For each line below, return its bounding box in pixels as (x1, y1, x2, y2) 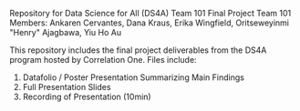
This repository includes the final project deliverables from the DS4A (9, 45, 267, 55)
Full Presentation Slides (22, 82, 111, 92)
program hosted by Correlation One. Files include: (9, 55, 198, 65)
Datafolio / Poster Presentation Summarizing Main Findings (22, 72, 244, 83)
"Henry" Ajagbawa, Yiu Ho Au (9, 27, 121, 37)
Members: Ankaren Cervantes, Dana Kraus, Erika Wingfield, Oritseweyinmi (9, 17, 290, 28)
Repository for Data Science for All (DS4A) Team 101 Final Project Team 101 (9, 8, 292, 18)
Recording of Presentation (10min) (22, 91, 152, 102)
